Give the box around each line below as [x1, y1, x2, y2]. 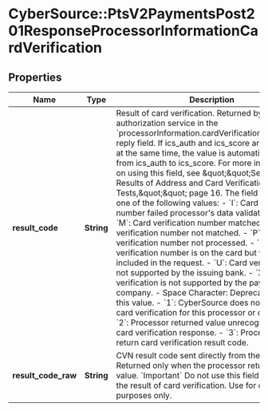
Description [188, 94, 235, 105]
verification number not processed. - [116, 237, 255, 248]
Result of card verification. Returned [116, 108, 251, 118]
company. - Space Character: [116, 287, 229, 298]
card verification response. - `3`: [116, 327, 239, 338]
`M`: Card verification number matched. [116, 217, 264, 228]
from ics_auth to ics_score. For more [116, 157, 252, 168]
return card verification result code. [116, 337, 249, 348]
